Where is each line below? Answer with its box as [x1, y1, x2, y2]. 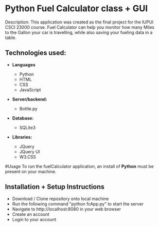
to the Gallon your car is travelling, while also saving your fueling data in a [5, 29, 153, 35]
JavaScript [19, 86, 41, 93]
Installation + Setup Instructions [5, 183, 105, 191]
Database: [12, 115, 34, 121]
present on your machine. [5, 168, 57, 174]
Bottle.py [19, 105, 38, 111]
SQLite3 [19, 124, 35, 130]
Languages [12, 62, 35, 67]
